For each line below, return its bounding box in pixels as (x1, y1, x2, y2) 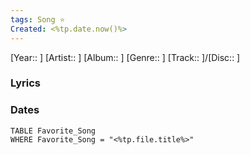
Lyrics (10, 76, 41, 90)
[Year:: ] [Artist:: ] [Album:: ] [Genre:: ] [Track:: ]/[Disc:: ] (10, 51, 241, 63)
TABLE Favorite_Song (10, 126, 97, 136)
